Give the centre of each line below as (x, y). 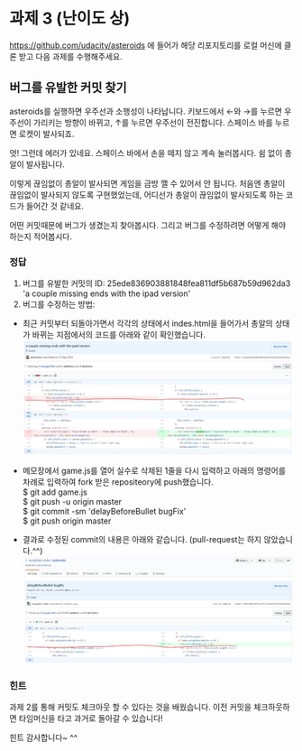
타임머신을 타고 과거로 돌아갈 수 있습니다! (91, 718)
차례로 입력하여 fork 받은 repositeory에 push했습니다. (118, 482)
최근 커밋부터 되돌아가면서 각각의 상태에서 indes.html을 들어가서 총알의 (147, 324)
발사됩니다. (46, 164)
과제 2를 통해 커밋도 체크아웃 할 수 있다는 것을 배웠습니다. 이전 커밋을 (131, 707)
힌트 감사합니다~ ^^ (44, 737)
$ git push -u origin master (72, 501)
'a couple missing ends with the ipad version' (106, 293)
